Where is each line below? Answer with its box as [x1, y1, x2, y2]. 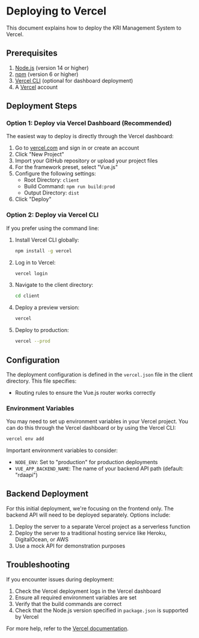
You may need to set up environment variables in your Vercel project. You [6, 418, 188, 425]
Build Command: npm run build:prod [23, 183, 115, 190]
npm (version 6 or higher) [14, 71, 79, 78]
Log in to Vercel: [14, 258, 56, 266]
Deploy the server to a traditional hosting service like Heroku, [14, 529, 167, 537]
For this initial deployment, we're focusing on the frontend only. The [6, 505, 174, 512]
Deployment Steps [6, 101, 77, 111]
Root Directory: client [23, 176, 79, 183]
